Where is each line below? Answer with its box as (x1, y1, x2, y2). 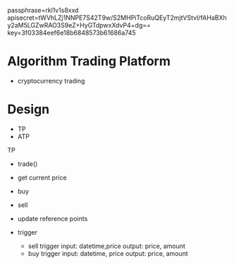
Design (7, 102, 50, 117)
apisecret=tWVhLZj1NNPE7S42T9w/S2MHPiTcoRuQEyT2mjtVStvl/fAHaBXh (7, 13, 227, 22)
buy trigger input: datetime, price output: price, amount (27, 249, 188, 257)
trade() (17, 159, 38, 168)
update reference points (17, 214, 88, 223)
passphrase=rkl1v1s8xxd (7, 6, 79, 14)
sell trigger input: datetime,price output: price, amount (27, 242, 185, 250)
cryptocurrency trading (17, 76, 85, 85)
